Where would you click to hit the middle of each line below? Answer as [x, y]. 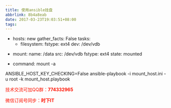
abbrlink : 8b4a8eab [26, 15]
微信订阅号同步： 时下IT [30, 100]
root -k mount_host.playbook [40, 79]
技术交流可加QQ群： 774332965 [39, 90]
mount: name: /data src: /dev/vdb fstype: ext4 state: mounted [77, 54]
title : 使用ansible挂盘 [29, 10]
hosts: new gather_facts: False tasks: [52, 39]
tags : [11, 24]
